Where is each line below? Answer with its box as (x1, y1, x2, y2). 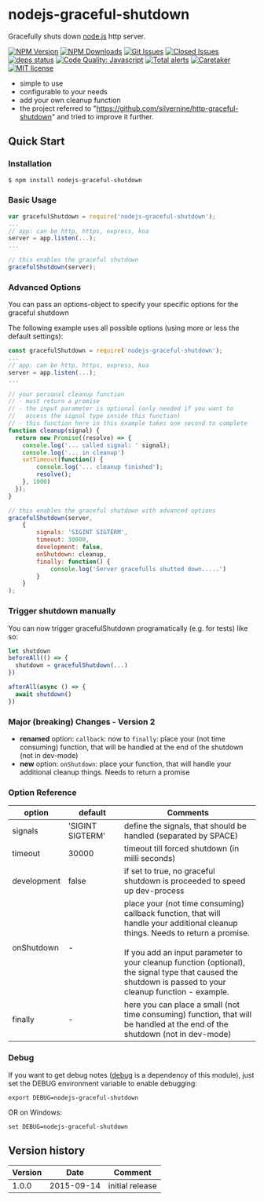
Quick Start (8, 135, 65, 148)
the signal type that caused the (124, 967, 238, 978)
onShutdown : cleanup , (36, 550, 108, 558)
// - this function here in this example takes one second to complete (8, 419, 247, 427)
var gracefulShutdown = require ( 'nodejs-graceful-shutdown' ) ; (8, 212, 216, 221)
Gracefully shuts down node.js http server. (8, 31, 146, 41)
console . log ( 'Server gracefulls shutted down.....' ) (49, 565, 226, 573)
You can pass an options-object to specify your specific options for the (8, 300, 239, 309)
